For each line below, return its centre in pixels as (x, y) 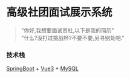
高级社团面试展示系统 (60, 12)
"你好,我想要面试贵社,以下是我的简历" (67, 30)
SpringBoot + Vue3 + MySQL (42, 69)
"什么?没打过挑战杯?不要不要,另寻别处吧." (73, 37)
